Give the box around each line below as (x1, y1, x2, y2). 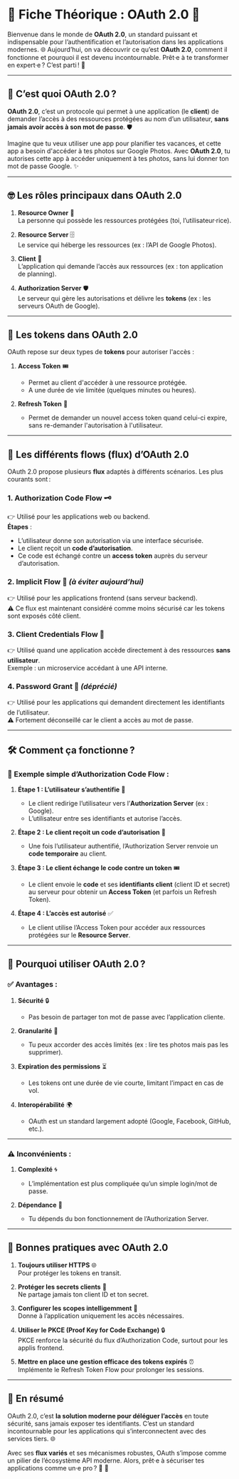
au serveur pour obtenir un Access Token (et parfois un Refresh (28, 888, 217, 896)
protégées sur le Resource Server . (28, 931, 131, 940)
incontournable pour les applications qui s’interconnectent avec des (7, 1426, 206, 1435)
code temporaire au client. (28, 849, 107, 858)
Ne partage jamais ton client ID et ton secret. (17, 1289, 149, 1299)
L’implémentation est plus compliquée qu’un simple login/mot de (28, 1179, 218, 1188)
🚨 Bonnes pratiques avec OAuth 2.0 (7, 1242, 169, 1254)
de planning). (17, 269, 57, 278)
